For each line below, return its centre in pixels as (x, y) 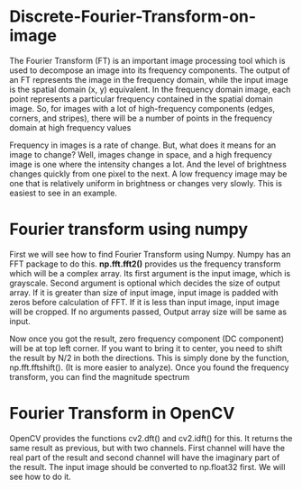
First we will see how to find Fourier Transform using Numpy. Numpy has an (150, 254)
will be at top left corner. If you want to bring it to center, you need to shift (146, 348)
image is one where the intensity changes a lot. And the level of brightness (148, 164)
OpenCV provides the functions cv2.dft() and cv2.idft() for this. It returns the (151, 438)
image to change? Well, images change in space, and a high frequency (141, 154)
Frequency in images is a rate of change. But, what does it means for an (143, 145)
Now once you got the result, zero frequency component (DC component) (147, 339)
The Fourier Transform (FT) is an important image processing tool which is (147, 60)
